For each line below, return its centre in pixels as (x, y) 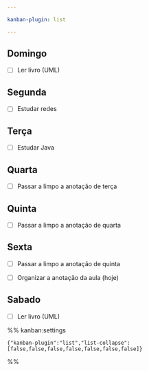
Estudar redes (37, 109)
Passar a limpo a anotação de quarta (69, 225)
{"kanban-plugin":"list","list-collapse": (69, 343)
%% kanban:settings (37, 330)
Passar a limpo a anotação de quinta (69, 263)
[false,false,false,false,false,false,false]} (75, 349)
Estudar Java (36, 148)
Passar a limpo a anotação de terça (67, 186)
